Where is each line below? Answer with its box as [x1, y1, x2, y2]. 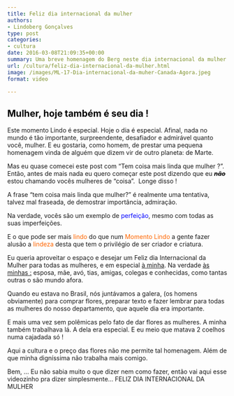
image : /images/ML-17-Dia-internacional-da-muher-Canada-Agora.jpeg [7, 69, 211, 76]
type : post [7, 29, 39, 37]
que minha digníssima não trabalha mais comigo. [7, 354, 148, 362]
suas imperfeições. [7, 219, 63, 228]
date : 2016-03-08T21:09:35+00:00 [7, 50, 105, 57]
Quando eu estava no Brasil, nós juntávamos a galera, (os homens [7, 289, 198, 298]
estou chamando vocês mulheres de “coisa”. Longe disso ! [7, 177, 177, 186]
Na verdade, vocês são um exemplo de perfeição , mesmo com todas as [7, 212, 214, 220]
